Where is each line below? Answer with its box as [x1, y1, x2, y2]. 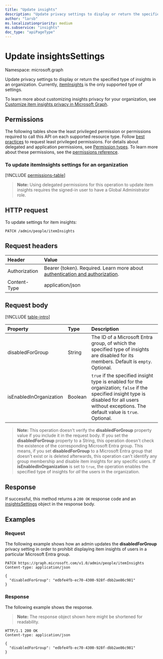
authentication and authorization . [44, 271, 119, 277]
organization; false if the [91, 385, 148, 391]
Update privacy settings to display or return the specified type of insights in [5, 76, 156, 82]
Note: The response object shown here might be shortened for [16, 614, 143, 620]
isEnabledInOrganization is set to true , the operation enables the [16, 464, 148, 469]
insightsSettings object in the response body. [5, 501, 96, 507]
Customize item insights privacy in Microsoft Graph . [5, 101, 109, 107]
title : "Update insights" [5, 7, 57, 12]
